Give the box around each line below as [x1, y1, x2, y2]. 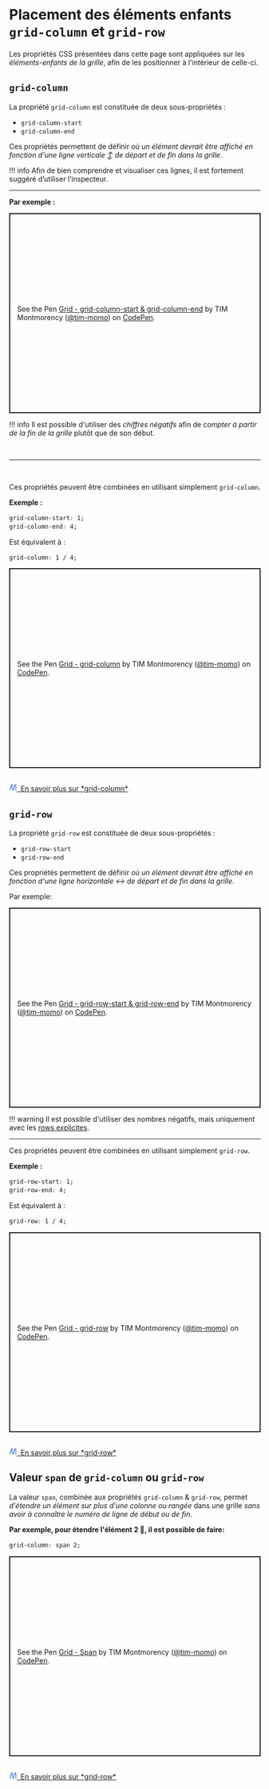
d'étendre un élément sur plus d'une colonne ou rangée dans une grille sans [9, 1500, 260, 1510]
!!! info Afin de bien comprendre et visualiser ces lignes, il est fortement [9, 166, 244, 175]
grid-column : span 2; [9, 1541, 81, 1549]
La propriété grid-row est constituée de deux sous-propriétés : [9, 828, 216, 838]
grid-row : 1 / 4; [9, 1217, 67, 1225]
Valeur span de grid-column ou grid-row [9, 1471, 204, 1485]
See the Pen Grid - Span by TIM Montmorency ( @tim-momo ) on [17, 1647, 227, 1657]
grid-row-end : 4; [9, 1187, 67, 1195]
